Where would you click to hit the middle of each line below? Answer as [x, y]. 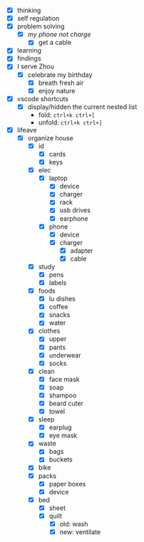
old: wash [74, 523]
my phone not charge [59, 34]
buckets [61, 459]
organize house [51, 137]
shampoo [63, 395]
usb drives [75, 210]
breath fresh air [61, 83]
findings [29, 58]
